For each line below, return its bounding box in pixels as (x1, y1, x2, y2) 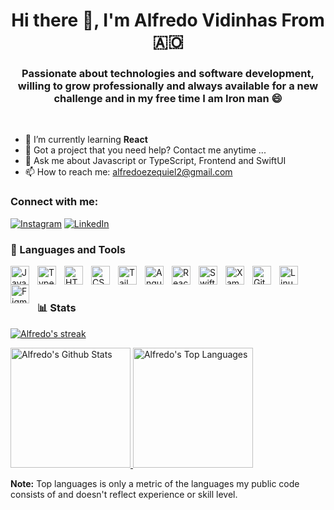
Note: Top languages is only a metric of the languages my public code (10, 477, 300, 489)
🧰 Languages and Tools (10, 242, 126, 256)
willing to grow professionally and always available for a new (17, 79, 319, 93)
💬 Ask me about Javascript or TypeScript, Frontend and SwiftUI (24, 155, 287, 167)
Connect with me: (10, 195, 99, 209)
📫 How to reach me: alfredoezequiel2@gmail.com (24, 166, 233, 178)
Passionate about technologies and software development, (21, 67, 315, 81)
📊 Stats (37, 301, 77, 315)
